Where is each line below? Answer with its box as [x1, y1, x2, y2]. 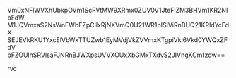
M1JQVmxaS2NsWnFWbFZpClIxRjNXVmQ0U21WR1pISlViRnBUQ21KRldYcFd [7, 21, 230, 29]
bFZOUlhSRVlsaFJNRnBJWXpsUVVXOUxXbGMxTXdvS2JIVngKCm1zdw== [7, 51, 225, 59]
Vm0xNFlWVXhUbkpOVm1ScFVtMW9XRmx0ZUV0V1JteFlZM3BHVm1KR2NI [7, 6, 228, 14]
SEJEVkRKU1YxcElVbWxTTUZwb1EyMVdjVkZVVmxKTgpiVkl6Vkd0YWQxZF [7, 36, 228, 44]
